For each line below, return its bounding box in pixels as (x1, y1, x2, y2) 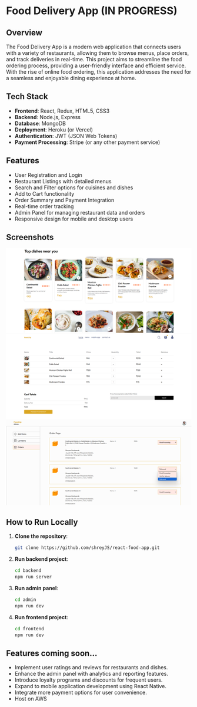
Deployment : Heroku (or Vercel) (14, 126, 93, 133)
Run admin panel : (14, 584, 59, 591)
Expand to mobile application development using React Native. (14, 683, 166, 690)
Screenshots (6, 232, 54, 242)
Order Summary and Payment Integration (14, 196, 115, 203)
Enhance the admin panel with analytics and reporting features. (14, 670, 169, 678)
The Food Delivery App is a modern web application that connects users (6, 43, 181, 50)
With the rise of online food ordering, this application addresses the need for (6, 68, 192, 75)
